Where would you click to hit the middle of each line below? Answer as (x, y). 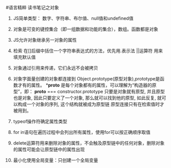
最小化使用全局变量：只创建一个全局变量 (55, 160)
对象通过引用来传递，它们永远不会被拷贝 (55, 68)
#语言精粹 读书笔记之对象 (32, 7)
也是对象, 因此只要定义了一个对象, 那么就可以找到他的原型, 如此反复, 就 (87, 98)
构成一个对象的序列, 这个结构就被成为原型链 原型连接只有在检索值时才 (91, 104)
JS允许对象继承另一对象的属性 (45, 40)
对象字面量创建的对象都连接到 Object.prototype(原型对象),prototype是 (87, 79)
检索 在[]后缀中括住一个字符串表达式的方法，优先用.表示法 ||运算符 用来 (88, 51)
